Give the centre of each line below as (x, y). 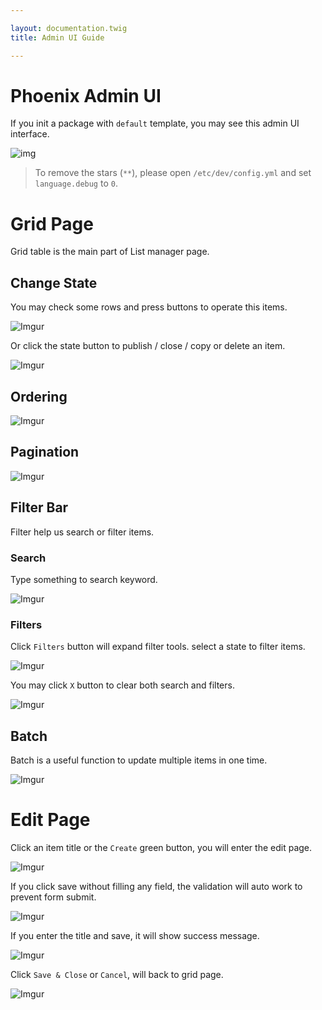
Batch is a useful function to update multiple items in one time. (139, 760)
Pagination (45, 452)
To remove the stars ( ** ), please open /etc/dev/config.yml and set (173, 173)
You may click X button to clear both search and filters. (122, 685)
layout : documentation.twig (69, 28)
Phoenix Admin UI (86, 95)
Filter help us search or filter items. (82, 532)
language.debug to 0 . (76, 183)
